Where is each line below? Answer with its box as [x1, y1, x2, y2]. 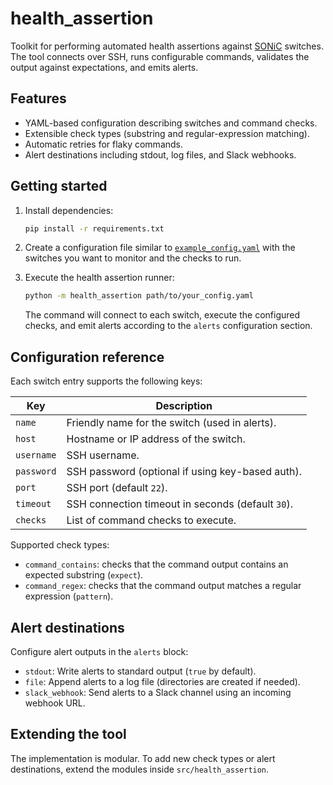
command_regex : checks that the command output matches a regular [24, 580, 302, 592]
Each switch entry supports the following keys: [10, 375, 203, 387]
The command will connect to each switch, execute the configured [24, 309, 301, 321]
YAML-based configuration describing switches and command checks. [24, 117, 318, 129]
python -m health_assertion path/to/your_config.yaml [24, 291, 254, 301]
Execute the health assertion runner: [24, 272, 175, 284]
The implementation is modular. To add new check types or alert [10, 752, 276, 764]
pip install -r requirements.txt [24, 223, 165, 234]
